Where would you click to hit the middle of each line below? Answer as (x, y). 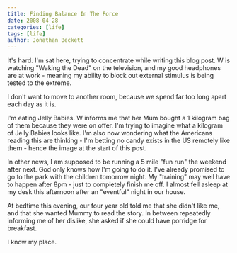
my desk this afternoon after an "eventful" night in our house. (97, 192)
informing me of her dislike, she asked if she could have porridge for (107, 221)
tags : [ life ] (27, 34)
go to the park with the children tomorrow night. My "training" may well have (119, 177)
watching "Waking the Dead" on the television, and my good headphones (114, 68)
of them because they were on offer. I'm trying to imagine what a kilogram (115, 125)
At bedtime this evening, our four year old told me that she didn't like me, (114, 206)
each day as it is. (32, 104)
